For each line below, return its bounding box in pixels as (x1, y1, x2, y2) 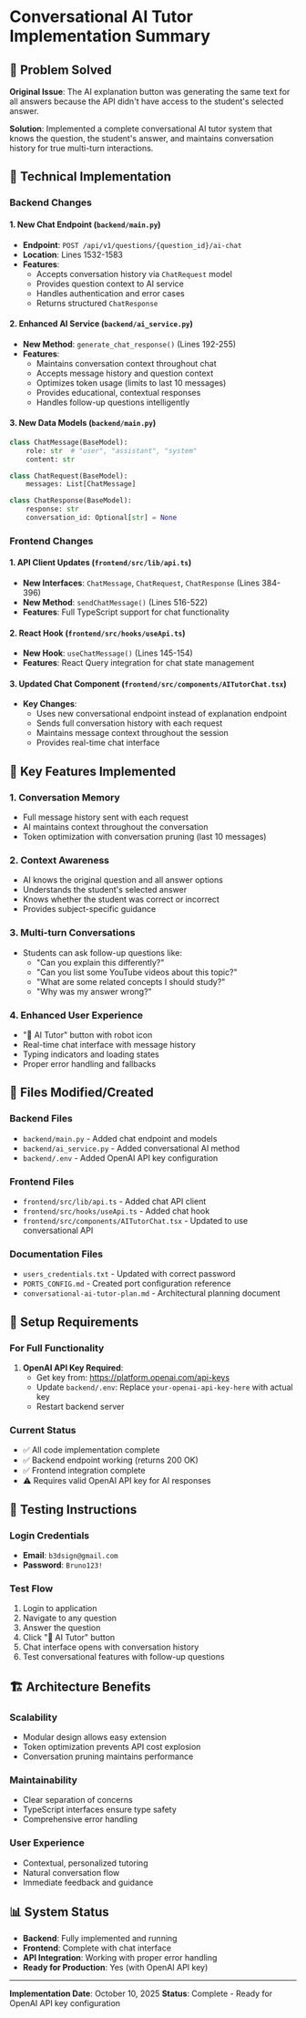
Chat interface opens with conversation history (22, 1641, 199, 1652)
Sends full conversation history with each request (36, 718, 223, 729)
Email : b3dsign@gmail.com (22, 1549, 118, 1560)
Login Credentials (9, 1529, 89, 1542)
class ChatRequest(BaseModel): (9, 471, 128, 481)
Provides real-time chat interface (36, 737, 160, 749)
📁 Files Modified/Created (9, 1085, 154, 1101)
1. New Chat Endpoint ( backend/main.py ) (9, 219, 161, 230)
